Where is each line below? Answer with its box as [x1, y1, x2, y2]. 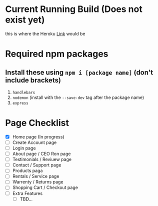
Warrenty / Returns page [12, 179, 63, 185]
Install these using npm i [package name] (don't [5, 68, 153, 76]
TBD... [19, 196, 33, 202]
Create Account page [12, 139, 57, 145]
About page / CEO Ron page [12, 151, 71, 157]
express [12, 100, 28, 105]
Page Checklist [5, 117, 69, 128]
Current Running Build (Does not [5, 3, 142, 15]
